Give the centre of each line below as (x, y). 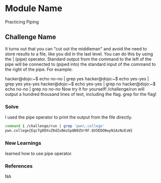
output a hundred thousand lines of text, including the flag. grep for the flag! (81, 94)
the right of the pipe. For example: (39, 69)
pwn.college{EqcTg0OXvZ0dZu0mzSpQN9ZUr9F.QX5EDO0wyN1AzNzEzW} (69, 130)
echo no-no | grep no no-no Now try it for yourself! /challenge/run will (75, 89)
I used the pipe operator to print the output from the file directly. (69, 117)
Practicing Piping (22, 22)
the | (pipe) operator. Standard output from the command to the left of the (78, 59)
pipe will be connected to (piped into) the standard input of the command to (80, 64)
